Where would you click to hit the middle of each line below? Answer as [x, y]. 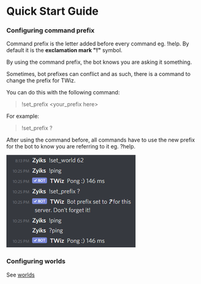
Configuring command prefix [51, 31]
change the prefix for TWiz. [41, 80]
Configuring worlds [36, 261]
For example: [23, 116]
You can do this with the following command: [63, 93]
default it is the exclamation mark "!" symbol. [64, 50]
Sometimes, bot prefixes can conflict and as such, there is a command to [99, 74]
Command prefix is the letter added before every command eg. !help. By [98, 44]
